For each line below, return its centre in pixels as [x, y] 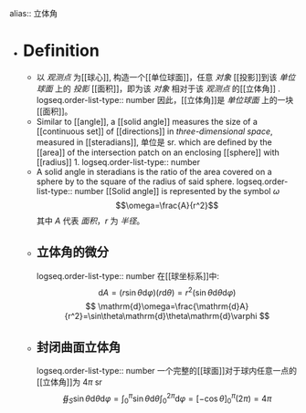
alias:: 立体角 [33, 13]
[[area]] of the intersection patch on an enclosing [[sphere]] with [158, 152]
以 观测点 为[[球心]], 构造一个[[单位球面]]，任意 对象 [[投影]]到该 [157, 77]
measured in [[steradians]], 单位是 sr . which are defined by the [154, 142]
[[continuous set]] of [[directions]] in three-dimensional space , [154, 131]
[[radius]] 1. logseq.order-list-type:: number [118, 161]
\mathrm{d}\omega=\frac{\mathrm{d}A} [173, 306]
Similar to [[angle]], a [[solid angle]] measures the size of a [147, 121]
